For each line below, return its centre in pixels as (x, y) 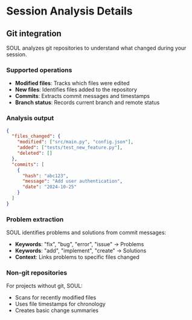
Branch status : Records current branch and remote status (87, 103)
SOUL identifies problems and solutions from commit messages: (86, 233)
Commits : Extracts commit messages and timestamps (82, 96)
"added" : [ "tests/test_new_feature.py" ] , (70, 148)
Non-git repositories (37, 273)
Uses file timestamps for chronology (60, 304)
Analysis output (30, 118)
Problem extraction (35, 219)
